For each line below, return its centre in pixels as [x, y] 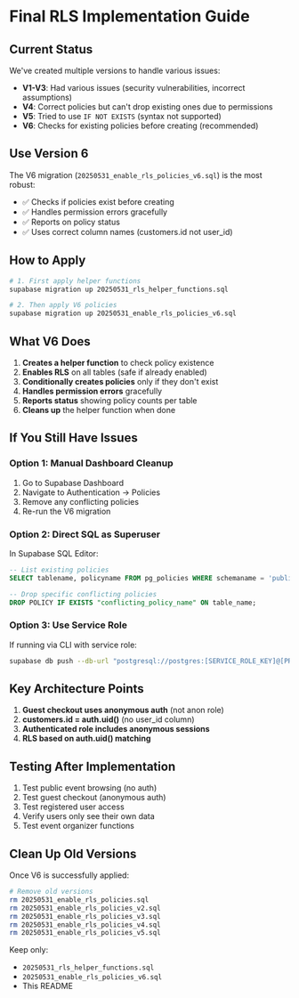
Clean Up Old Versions [73, 853]
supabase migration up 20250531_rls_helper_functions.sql [119, 289]
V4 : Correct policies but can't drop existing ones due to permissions [147, 107]
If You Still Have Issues [73, 438]
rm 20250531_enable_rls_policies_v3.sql [85, 916]
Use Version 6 [49, 154]
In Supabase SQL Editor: [54, 553]
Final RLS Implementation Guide [130, 16]
